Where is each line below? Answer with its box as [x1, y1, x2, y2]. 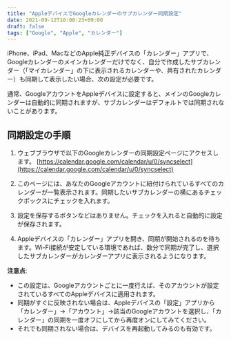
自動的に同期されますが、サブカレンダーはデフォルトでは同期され [30, 98, 219, 107]
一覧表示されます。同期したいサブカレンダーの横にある [47, 188, 205, 197]
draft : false [7, 23, 45, 30]
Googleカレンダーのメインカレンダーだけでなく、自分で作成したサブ [7, 58, 203, 66]
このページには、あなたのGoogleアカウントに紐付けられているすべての [17, 180, 219, 188]
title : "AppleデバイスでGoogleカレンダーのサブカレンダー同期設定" [7, 10, 182, 17]
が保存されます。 [17, 220, 66, 229]
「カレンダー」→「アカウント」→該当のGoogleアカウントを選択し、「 [17, 307, 216, 316]
